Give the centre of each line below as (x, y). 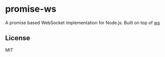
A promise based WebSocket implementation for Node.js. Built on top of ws (83, 23)
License (18, 38)
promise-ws (31, 9)
